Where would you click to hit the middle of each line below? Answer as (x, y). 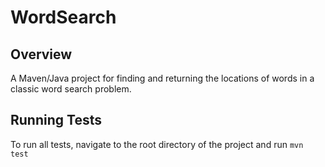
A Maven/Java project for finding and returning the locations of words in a (162, 78)
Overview (41, 54)
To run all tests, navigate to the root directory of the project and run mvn (157, 144)
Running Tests (56, 120)
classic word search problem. (71, 89)
